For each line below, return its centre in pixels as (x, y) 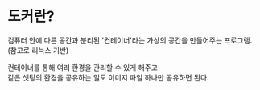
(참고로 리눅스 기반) (38, 50)
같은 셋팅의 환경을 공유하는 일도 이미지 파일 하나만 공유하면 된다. (109, 77)
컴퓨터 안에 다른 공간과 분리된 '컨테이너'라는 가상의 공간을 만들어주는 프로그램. (130, 40)
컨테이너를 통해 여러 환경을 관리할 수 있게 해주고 (83, 67)
